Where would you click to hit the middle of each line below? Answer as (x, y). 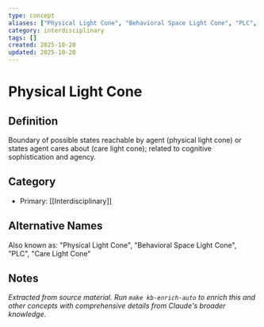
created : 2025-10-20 (42, 45)
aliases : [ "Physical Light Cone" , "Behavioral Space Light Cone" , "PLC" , (133, 23)
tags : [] (23, 38)
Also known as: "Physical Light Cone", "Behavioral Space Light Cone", (122, 245)
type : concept (32, 15)
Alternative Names (55, 226)
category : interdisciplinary (56, 30)
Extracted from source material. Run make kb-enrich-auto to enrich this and (132, 298)
